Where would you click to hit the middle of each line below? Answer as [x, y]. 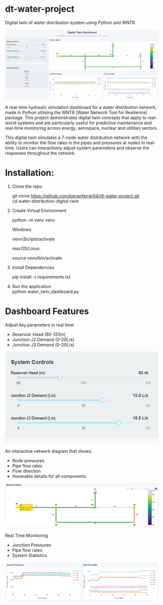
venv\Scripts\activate [33, 239]
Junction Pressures [31, 545]
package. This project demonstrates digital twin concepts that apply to [76, 117]
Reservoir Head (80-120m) [39, 334]
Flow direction [26, 471]
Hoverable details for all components [49, 476]
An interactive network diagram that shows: [49, 451]
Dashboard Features [47, 311]
